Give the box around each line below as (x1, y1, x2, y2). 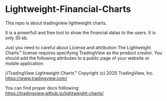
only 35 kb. (5, 35, 28, 41)
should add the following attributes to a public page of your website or (5, 55, 150, 61)
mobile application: (5, 60, 44, 66)
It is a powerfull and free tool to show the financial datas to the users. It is (5, 29, 156, 35)
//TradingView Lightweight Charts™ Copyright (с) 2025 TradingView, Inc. (5, 70, 154, 76)
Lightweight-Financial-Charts (5, 3, 131, 15)
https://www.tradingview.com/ (5, 75, 67, 81)
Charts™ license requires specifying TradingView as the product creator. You (5, 50, 163, 56)
